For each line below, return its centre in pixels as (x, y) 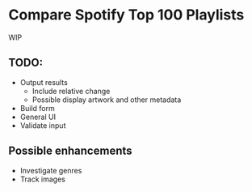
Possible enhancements (70, 151)
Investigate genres (51, 170)
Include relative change (71, 91)
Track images (43, 179)
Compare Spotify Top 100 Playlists (126, 15)
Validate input (43, 125)
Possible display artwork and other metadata (107, 100)
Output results (44, 82)
